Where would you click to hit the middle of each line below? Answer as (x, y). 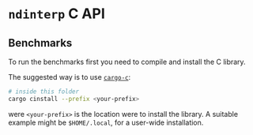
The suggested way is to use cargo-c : (70, 77)
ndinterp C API (57, 14)
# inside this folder (44, 92)
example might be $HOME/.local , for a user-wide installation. (106, 122)
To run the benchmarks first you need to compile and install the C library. (127, 62)
